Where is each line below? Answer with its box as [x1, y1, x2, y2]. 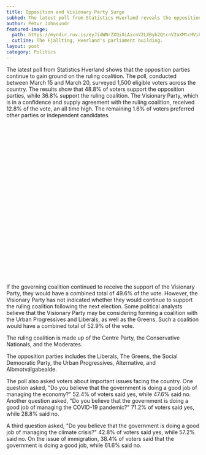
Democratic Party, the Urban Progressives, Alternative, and [6, 359, 156, 366]
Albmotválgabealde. [6, 365, 57, 373]
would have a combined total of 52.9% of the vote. [6, 322, 135, 329]
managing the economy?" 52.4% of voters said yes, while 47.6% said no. [6, 391, 191, 398]
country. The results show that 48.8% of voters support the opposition [6, 85, 185, 93]
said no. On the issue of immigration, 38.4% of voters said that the [6, 435, 175, 442]
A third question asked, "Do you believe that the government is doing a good [6, 422, 200, 429]
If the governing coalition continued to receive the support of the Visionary [6, 283, 195, 290]
